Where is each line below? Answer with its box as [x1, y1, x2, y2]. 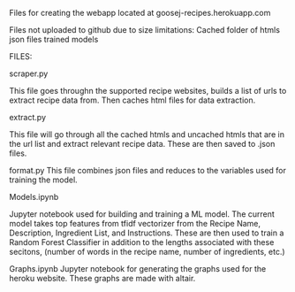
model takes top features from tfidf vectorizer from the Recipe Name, [9, 219, 261, 228]
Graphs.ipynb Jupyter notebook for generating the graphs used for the [9, 264, 267, 273]
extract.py [9, 112, 47, 122]
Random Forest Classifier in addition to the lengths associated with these [9, 237, 275, 247]
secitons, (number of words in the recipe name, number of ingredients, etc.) [9, 247, 285, 257]
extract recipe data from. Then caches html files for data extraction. [9, 95, 256, 105]
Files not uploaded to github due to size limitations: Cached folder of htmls [9, 25, 281, 35]
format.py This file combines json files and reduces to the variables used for [9, 165, 287, 175]
